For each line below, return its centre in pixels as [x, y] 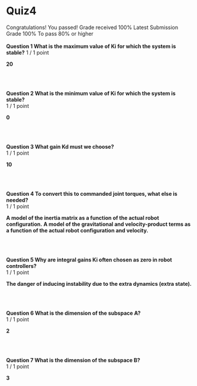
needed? [17, 200]
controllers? [21, 266]
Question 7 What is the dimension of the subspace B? [73, 360]
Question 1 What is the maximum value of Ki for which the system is [91, 46]
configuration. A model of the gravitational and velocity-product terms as [98, 224]
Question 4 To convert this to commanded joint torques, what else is [92, 193]
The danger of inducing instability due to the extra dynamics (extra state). [99, 283]
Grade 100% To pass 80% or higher [50, 33]
